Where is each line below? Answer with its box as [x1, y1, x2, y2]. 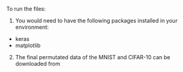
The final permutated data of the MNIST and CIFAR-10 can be [15, 54, 170, 60]
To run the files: [6, 5, 46, 12]
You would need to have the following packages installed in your [15, 17, 178, 24]
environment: [15, 24, 49, 31]
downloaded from [15, 60, 61, 67]
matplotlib [15, 42, 41, 49]
